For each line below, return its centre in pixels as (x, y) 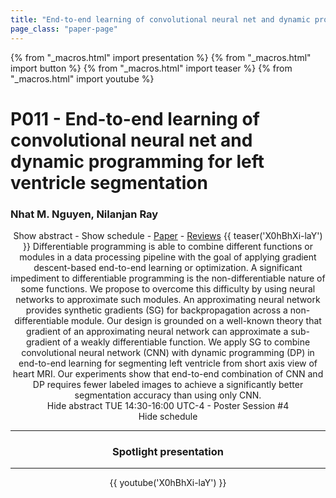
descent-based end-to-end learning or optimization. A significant (168, 267)
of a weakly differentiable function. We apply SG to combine (186, 342)
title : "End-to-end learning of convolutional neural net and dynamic (160, 19)
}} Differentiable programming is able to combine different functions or (168, 246)
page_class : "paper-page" (64, 29)
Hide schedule (168, 416)
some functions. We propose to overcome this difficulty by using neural (168, 288)
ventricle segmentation (109, 182)
